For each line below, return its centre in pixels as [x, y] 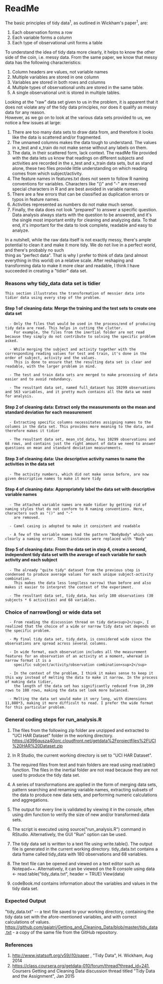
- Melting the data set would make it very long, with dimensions [78, 699]
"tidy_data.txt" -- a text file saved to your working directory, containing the [80, 911]
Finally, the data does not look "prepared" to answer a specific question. [84, 209]
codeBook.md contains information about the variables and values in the [85, 883]
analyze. [20, 230]
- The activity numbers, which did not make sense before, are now [79, 474]
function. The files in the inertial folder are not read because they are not [85, 770]
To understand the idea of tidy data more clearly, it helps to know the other [80, 52]
